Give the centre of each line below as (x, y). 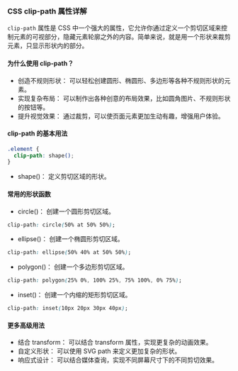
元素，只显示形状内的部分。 (48, 46)
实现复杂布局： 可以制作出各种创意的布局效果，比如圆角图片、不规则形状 (124, 98)
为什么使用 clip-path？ (41, 63)
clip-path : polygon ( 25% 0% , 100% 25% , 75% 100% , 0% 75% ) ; (95, 281)
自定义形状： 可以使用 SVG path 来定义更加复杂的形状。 (99, 351)
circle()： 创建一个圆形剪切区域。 (66, 211)
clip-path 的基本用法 (38, 133)
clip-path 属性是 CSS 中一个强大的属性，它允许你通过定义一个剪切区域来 (114, 28)
